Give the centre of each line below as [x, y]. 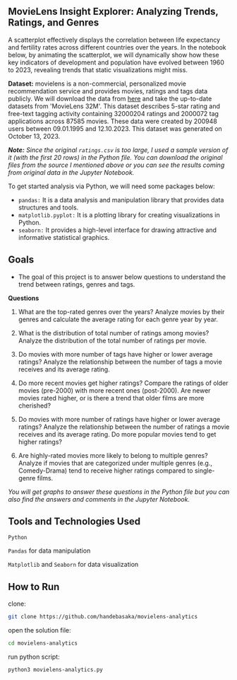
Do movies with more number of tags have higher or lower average [116, 354]
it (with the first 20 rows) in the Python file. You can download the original [115, 157]
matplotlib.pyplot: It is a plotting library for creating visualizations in [119, 214]
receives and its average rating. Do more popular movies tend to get [117, 434]
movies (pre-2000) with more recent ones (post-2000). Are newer [114, 390]
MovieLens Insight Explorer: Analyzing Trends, [113, 12]
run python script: [34, 657]
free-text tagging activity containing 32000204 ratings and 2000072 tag [114, 113]
